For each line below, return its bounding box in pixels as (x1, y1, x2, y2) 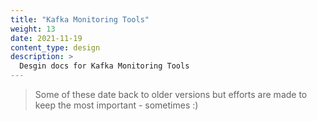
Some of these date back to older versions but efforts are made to (34, 89, 308, 100)
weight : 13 (10, 24, 56, 34)
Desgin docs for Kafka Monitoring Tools (19, 61, 190, 71)
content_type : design (10, 42, 101, 53)
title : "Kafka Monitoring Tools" (10, 14, 150, 25)
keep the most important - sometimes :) (34, 99, 199, 111)
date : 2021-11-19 (10, 33, 83, 43)
